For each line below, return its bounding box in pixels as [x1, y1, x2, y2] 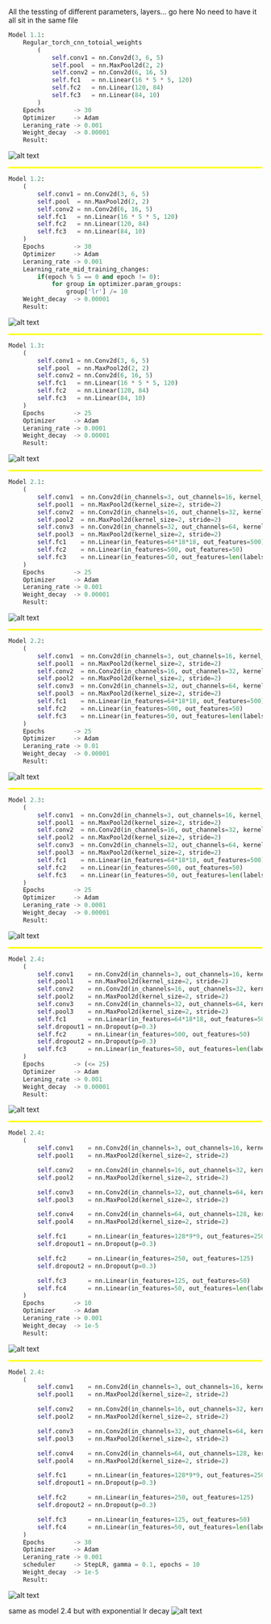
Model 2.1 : [8, 478, 45, 486]
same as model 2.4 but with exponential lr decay [8, 1605, 170, 1615]
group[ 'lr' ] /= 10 [65, 288, 128, 296]
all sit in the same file [8, 15, 79, 25]
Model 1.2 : [8, 175, 45, 183]
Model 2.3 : [8, 796, 45, 804]
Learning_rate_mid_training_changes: [23, 265, 150, 273]
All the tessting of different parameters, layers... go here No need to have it [8, 7, 257, 16]
